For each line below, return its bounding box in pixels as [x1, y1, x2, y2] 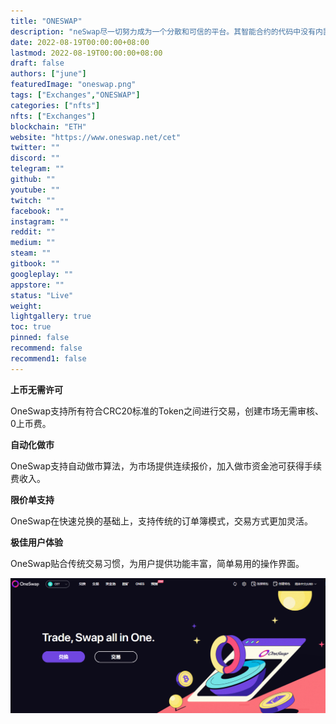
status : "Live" [10, 290, 74, 300]
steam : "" [10, 248, 52, 259]
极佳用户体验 [10, 536, 63, 548]
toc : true [10, 322, 52, 332]
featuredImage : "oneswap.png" [10, 80, 137, 90]
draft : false [10, 58, 65, 69]
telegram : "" [10, 164, 65, 174]
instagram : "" [10, 216, 70, 227]
